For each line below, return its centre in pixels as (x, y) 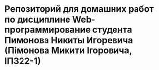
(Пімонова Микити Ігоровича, (68, 51)
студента (112, 30)
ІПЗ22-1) (23, 61)
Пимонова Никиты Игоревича (69, 40)
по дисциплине (37, 19)
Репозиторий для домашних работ (79, 9)
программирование (48, 30)
